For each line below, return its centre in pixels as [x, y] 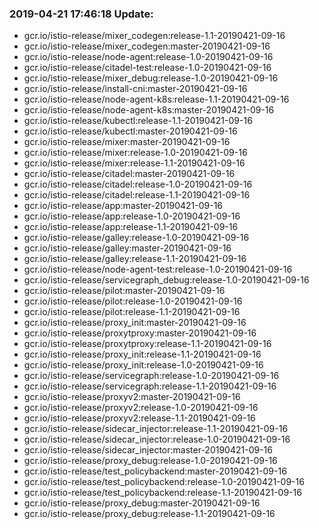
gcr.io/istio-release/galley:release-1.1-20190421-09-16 [135, 259]
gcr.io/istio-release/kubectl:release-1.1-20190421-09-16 [138, 121]
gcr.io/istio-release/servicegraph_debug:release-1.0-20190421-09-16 [166, 280]
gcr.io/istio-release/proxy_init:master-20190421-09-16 [135, 323]
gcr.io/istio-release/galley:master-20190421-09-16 [127, 248]
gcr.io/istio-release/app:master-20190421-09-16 [123, 206]
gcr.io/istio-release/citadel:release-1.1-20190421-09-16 [137, 195]
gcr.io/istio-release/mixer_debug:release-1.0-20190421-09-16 [151, 78]
